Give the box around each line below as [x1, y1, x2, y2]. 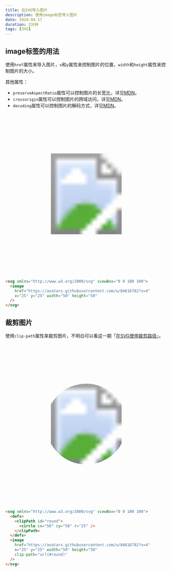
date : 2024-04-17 [5, 17, 43, 22]
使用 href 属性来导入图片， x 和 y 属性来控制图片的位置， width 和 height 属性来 [5, 61, 162, 67]
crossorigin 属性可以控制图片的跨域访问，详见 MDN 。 [12, 96, 126, 102]
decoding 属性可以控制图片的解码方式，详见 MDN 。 [12, 102, 119, 108]
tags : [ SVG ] [5, 27, 31, 32]
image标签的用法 [5, 47, 60, 55]
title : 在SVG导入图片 [5, 7, 48, 13]
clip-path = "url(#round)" [14, 552, 68, 557]
